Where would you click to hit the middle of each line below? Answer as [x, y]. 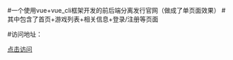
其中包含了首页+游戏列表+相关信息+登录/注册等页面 [83, 19]
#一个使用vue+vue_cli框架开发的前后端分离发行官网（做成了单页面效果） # [116, 10]
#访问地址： [25, 34]
